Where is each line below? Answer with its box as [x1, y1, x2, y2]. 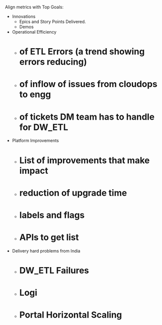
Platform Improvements [12, 138, 59, 144]
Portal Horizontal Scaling [19, 309, 122, 321]
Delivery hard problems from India [12, 248, 81, 253]
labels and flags [19, 209, 85, 220]
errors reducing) [19, 56, 87, 68]
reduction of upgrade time [19, 187, 127, 199]
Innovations [12, 14, 35, 19]
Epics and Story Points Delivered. [19, 19, 86, 24]
